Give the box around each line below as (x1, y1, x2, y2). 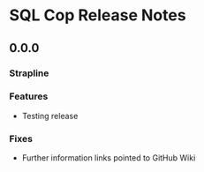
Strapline (9, 67, 49, 79)
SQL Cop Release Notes (9, 5, 187, 26)
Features (9, 90, 49, 102)
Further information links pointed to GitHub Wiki (21, 153, 196, 163)
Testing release (21, 110, 79, 121)
